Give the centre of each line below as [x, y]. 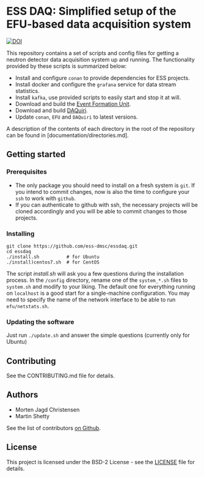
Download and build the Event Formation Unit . [73, 104]
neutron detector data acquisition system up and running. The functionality [100, 59]
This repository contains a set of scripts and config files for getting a [93, 53]
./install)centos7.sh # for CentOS [53, 262]
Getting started [36, 154]
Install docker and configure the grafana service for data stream [96, 84]
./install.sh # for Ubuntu [53, 257]
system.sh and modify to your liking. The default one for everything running [101, 286]
